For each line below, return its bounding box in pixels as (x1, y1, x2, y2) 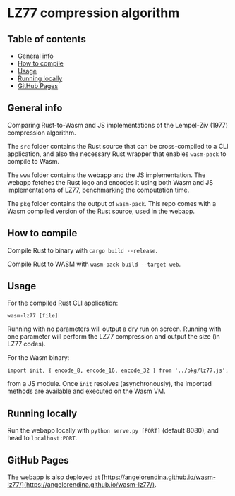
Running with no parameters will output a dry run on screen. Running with (7, 325, 222, 333)
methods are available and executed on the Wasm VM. (7, 387, 166, 396)
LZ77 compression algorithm (7, 5, 180, 21)
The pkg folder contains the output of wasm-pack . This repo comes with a (7, 199, 217, 207)
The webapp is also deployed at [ (7, 473, 104, 481)
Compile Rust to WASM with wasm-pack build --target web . (7, 260, 181, 268)
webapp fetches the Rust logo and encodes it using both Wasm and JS (7, 178, 214, 186)
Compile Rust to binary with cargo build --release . (7, 246, 157, 255)
